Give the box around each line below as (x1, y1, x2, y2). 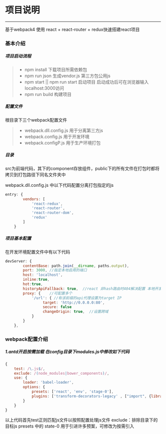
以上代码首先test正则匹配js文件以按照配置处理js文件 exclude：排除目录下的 (5, 417, 158, 423)
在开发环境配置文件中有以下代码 (5, 249, 70, 255)
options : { (23, 385, 45, 390)
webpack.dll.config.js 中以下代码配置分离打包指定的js (5, 182, 114, 188)
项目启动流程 (5, 53, 31, 59)
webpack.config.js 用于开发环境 (24, 133, 90, 139)
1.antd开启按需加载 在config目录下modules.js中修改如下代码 (5, 349, 130, 355)
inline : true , (23, 277, 50, 282)
